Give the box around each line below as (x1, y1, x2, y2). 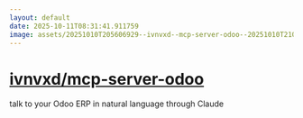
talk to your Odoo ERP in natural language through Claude (9, 98, 224, 109)
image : (9, 30, 34, 39)
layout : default (9, 13, 70, 23)
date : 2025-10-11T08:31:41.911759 (9, 22, 140, 31)
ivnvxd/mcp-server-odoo (9, 68, 205, 89)
